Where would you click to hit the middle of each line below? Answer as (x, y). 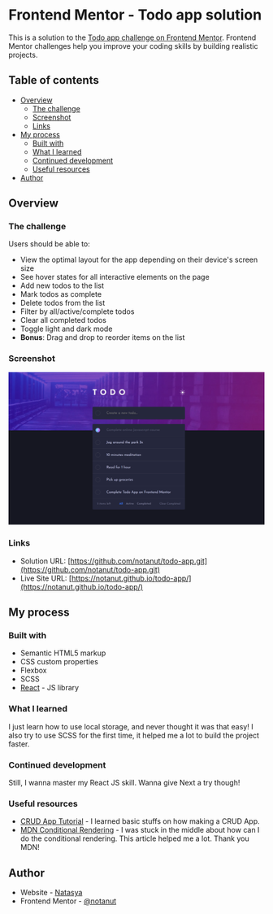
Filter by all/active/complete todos (77, 311)
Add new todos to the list (62, 285)
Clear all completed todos (63, 320)
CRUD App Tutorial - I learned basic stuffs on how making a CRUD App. (140, 821)
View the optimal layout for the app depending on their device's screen (139, 260)
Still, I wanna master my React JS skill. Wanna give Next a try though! (124, 783)
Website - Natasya (51, 893)
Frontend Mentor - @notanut (68, 901)
